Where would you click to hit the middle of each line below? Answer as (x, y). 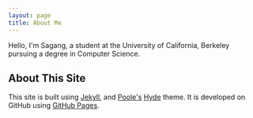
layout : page (30, 15)
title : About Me (35, 23)
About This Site (47, 78)
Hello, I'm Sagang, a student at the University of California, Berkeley (119, 45)
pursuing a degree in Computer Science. (74, 53)
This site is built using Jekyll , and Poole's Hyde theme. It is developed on (127, 97)
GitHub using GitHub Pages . (54, 105)
